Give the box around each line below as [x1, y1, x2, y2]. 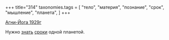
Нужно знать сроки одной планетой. [5, 29, 85, 34]
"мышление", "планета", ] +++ [5, 9, 71, 15]
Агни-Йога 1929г [5, 19, 42, 25]
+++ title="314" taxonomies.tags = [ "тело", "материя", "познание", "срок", [5, 4, 164, 10]
